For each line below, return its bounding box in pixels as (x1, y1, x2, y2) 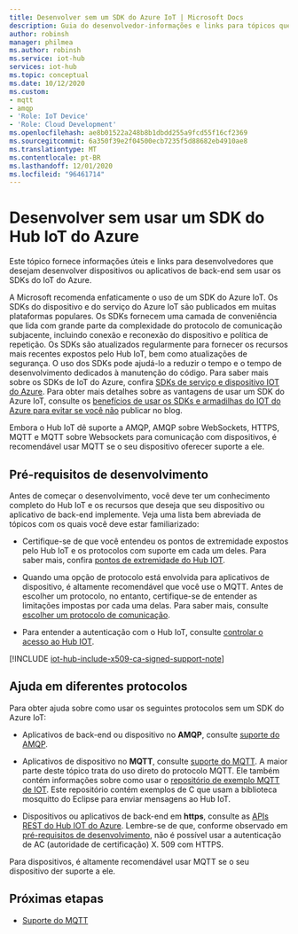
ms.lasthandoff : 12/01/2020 (9, 161, 114, 170)
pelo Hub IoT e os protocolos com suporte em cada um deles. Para (21, 545, 267, 555)
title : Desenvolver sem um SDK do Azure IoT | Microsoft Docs (9, 12, 244, 22)
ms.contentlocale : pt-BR (9, 153, 101, 162)
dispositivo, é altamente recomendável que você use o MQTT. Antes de (21, 582, 284, 592)
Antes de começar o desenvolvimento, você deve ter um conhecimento (9, 491, 271, 501)
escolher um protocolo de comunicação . (21, 609, 170, 620)
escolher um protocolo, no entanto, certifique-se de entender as (21, 591, 258, 601)
